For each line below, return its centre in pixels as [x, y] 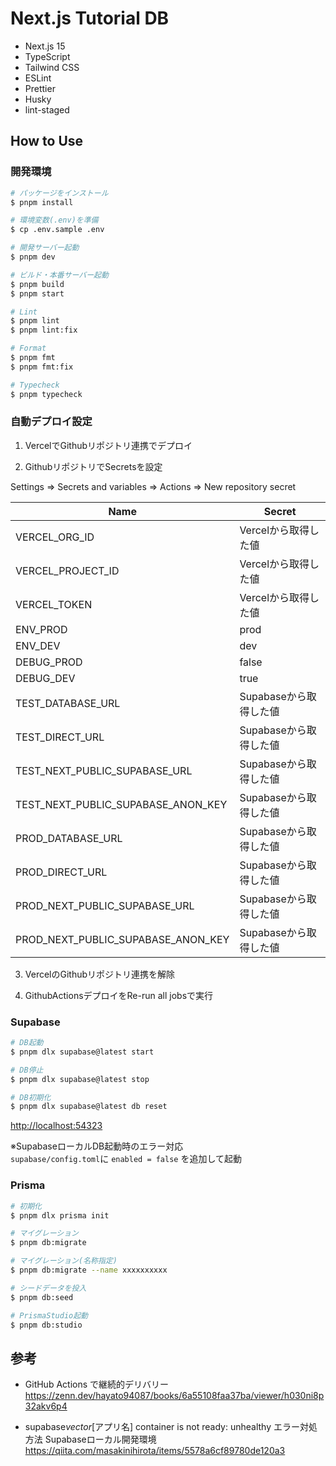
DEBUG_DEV [45, 678]
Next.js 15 [45, 46]
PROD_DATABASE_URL [69, 838]
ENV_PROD [41, 629]
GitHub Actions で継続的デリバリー [97, 1384]
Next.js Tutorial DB [90, 18]
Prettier [40, 88]
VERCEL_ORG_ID [55, 537]
